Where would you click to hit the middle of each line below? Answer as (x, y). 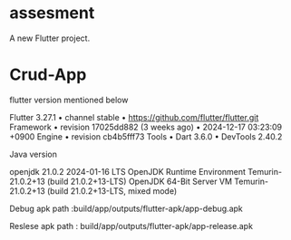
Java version (33, 154)
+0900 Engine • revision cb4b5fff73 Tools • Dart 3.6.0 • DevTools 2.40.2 (146, 136)
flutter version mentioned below (69, 100)
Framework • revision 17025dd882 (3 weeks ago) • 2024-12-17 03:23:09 (146, 127)
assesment (52, 13)
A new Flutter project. (50, 38)
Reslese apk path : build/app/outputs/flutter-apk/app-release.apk (131, 226)
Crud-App (48, 75)
